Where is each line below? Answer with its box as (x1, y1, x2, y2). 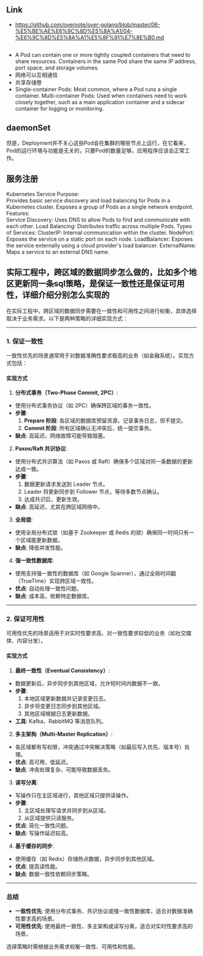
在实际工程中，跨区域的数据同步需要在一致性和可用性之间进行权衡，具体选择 (6, 307, 197, 314)
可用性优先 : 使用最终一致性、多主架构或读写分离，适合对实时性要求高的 (14, 922, 193, 929)
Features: (6, 209, 30, 217)
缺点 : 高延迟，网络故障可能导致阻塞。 (14, 432, 109, 439)
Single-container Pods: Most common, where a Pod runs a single (14, 86, 177, 93)
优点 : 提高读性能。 (14, 862, 61, 870)
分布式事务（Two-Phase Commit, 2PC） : (14, 389, 118, 396)
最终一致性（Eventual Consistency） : (14, 667, 111, 674)
